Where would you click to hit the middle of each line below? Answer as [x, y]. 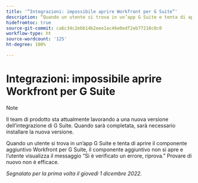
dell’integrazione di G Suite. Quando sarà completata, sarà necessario [91, 125]
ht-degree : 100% [26, 45]
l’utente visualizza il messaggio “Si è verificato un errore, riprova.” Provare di [99, 156]
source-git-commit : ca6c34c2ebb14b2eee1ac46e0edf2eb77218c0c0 [84, 28]
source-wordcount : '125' [37, 39]
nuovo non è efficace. [33, 162]
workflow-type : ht [29, 34]
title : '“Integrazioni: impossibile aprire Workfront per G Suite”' [92, 12]
